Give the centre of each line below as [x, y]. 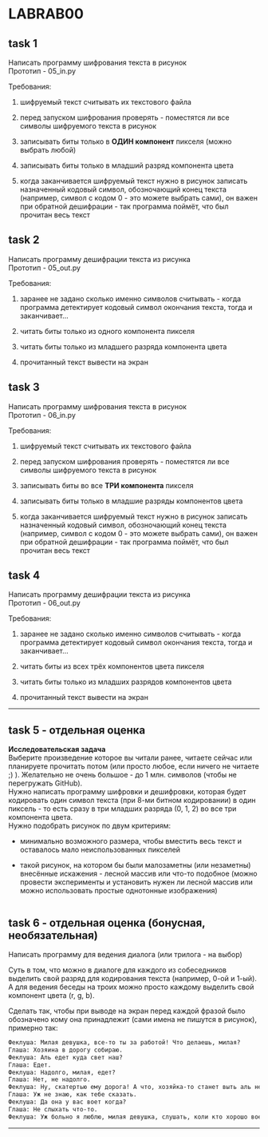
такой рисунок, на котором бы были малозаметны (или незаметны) [135, 865]
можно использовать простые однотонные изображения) [118, 891]
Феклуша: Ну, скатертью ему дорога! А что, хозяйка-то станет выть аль [130, 1087]
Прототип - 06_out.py [45, 603]
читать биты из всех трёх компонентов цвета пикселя [112, 666]
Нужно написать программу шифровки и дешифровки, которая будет [127, 792]
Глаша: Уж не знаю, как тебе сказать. [73, 1095]
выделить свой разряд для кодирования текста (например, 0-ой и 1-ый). [133, 979]
